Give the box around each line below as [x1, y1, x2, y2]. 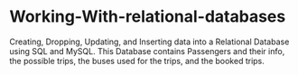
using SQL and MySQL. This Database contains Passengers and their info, [9, 45, 285, 56]
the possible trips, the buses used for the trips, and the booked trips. [9, 55, 265, 66]
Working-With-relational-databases [9, 6, 286, 27]
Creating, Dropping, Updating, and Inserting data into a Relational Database [9, 36, 290, 47]
